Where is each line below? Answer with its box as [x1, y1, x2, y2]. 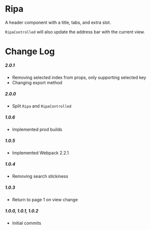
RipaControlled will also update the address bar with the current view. [5, 29, 145, 35]
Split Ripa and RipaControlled [12, 103, 72, 109]
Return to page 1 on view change [12, 196, 78, 202]
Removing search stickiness [12, 173, 68, 179]
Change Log [5, 46, 55, 57]
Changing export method [12, 80, 62, 86]
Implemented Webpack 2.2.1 [12, 150, 69, 156]
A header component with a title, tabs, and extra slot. [5, 19, 111, 25]
